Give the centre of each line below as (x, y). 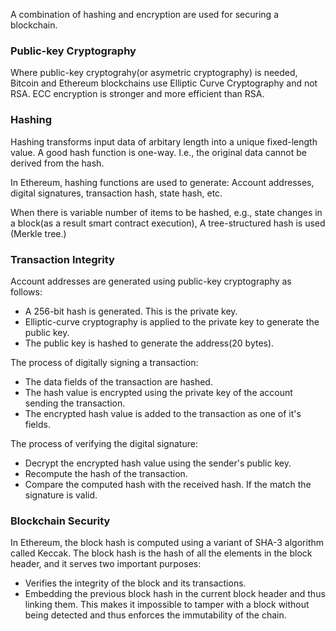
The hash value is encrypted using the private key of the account (158, 392)
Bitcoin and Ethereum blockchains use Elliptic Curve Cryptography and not (164, 83)
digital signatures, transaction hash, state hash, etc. (116, 193)
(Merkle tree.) (38, 233)
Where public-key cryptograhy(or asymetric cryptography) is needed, (154, 73)
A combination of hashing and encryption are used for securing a (145, 14)
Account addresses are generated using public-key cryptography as (151, 281)
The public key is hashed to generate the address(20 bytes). (149, 343)
